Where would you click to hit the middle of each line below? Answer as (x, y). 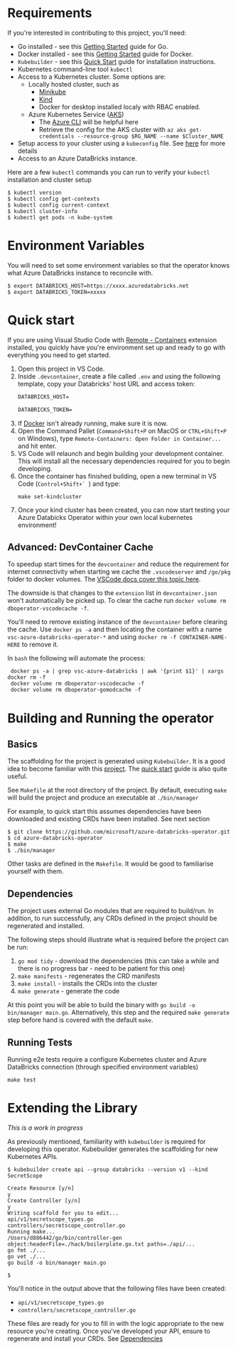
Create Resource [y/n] (41, 1188)
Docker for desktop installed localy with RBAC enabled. (120, 107)
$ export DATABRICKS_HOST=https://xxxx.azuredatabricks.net (98, 285)
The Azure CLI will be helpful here (88, 121)
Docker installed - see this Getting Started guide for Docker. (105, 54)
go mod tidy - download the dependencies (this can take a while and (118, 961)
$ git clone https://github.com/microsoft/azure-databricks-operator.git (119, 832)
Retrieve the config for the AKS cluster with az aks (113, 129)
